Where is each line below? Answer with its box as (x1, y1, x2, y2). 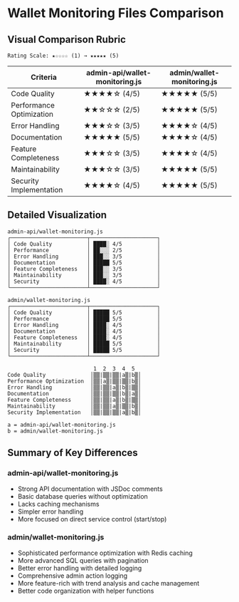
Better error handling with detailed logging (17, 564, 142, 572)
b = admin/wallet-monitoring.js (7, 427, 103, 435)
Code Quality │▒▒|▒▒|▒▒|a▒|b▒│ (7, 371, 142, 378)
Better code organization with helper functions (17, 586, 154, 595)
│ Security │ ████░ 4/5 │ (7, 278, 161, 285)
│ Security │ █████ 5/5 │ (7, 346, 161, 353)
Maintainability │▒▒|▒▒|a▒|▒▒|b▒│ (7, 403, 142, 410)
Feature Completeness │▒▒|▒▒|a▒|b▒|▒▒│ (7, 396, 142, 403)
